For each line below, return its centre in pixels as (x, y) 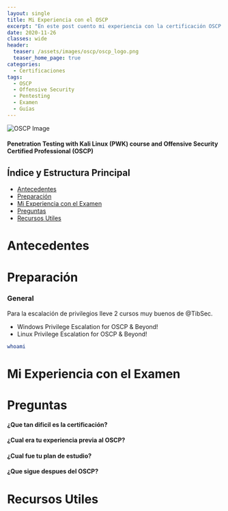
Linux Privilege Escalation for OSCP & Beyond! (82, 334)
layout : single (29, 13)
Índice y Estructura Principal (69, 173)
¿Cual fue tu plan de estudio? (49, 456)
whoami (16, 346)
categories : (24, 64)
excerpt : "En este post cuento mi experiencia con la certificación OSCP (114, 26)
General (20, 298)
